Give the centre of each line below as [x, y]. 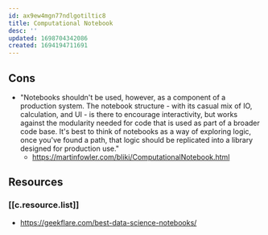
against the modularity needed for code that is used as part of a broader [140, 123]
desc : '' [23, 30]
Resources [36, 182]
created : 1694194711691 [48, 46]
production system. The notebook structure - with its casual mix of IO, [136, 106]
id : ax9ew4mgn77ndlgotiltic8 [57, 16]
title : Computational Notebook [61, 23]
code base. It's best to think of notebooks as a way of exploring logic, [136, 131]
